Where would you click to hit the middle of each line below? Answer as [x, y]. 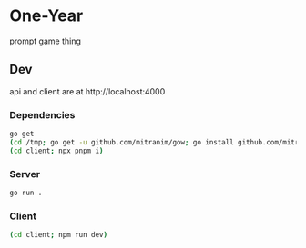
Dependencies [42, 114]
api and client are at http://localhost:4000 [87, 91]
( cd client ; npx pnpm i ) [56, 151]
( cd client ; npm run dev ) [58, 235]
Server [25, 174]
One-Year [46, 16]
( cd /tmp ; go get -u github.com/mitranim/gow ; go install [122, 142]
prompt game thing [46, 41]
